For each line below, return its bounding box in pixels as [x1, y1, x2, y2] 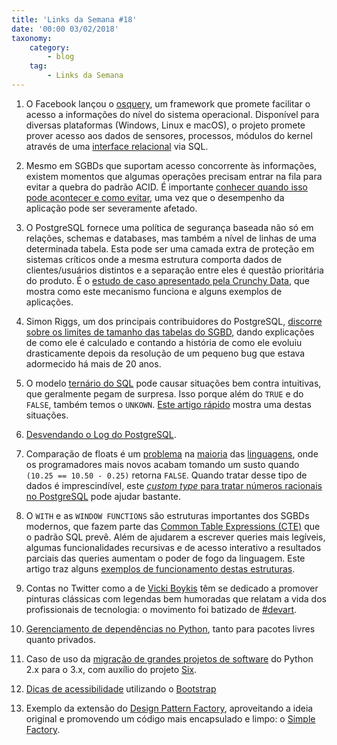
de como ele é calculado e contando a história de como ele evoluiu [25, 336, 303, 348]
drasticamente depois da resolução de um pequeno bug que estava [25, 347, 306, 359]
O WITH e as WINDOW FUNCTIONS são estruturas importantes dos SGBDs [25, 509, 310, 521]
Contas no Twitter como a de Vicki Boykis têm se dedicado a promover [25, 582, 319, 594]
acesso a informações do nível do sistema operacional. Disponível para [25, 108, 320, 120]
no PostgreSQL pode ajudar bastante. [25, 490, 182, 502]
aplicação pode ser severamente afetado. [25, 202, 198, 214]
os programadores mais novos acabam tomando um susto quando [25, 458, 300, 470]
